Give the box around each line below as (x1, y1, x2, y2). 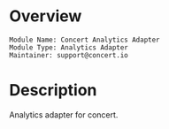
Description (9, 80, 97, 101)
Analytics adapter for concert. (9, 109, 119, 120)
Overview (9, 6, 82, 27)
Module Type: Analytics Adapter (9, 42, 128, 52)
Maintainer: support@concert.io (9, 50, 128, 59)
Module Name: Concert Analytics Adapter (9, 35, 161, 44)
